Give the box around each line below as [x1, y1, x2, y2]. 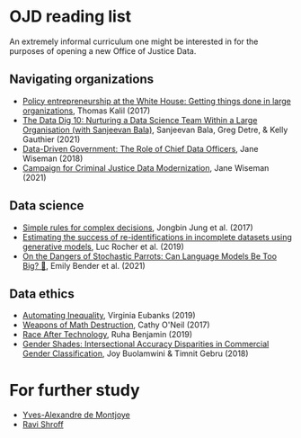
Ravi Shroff [22, 419, 65, 430]
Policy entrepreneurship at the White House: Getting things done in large [22, 95, 292, 106]
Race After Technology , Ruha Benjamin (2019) [22, 329, 193, 340]
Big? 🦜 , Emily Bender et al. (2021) [22, 260, 146, 271]
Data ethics [9, 286, 75, 301]
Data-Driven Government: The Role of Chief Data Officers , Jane [22, 143, 259, 154]
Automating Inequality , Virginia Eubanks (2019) [22, 310, 196, 321]
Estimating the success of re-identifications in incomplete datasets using [22, 231, 292, 242]
